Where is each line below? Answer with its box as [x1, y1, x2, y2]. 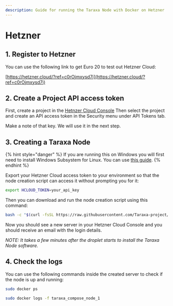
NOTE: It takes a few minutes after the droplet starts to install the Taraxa [5, 237, 160, 243]
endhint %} [5, 162, 29, 168]
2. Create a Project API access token [5, 94, 125, 103]
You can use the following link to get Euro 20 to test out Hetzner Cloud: [5, 64, 156, 70]
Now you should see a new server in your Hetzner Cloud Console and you [5, 222, 163, 227]
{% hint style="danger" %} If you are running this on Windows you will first [5, 151, 165, 158]
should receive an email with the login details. [5, 227, 102, 233]
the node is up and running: [5, 276, 64, 282]
